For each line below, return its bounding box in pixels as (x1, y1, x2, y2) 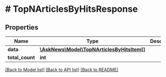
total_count (7, 54, 35, 61)
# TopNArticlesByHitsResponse (5, 3, 138, 15)
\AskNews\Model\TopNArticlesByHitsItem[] (40, 46, 146, 53)
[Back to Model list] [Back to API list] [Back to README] (5, 67, 119, 73)
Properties (5, 23, 39, 32)
